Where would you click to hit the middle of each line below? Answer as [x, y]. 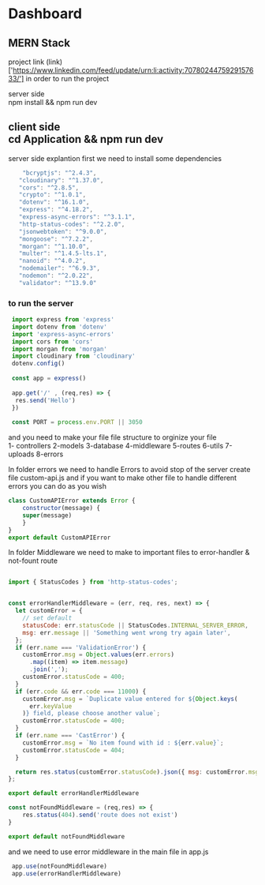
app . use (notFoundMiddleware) [60, 866]
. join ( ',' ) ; [49, 669]
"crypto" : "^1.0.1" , [52, 195]
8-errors [50, 454]
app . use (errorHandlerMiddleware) [67, 873]
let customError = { [49, 611]
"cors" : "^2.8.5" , [49, 187]
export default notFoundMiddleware [67, 836]
